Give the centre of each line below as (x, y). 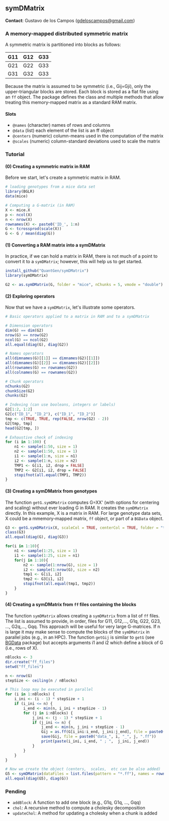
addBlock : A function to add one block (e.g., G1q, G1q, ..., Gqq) (77, 802)
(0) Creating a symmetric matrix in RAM (48, 166)
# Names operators (24, 354)
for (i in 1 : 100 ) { (26, 442)
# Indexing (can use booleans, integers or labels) (60, 405)
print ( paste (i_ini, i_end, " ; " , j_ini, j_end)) (95, 741)
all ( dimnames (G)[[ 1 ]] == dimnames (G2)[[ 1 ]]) (53, 358)
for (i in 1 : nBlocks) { (30, 694)
